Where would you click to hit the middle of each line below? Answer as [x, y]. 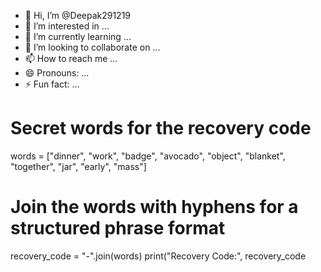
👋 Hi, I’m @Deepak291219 [78, 15]
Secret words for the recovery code [161, 128]
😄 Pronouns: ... [57, 73]
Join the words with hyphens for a [154, 207]
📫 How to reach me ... [71, 58]
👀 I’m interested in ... [67, 26]
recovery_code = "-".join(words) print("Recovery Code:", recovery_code [158, 256]
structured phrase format [118, 228]
